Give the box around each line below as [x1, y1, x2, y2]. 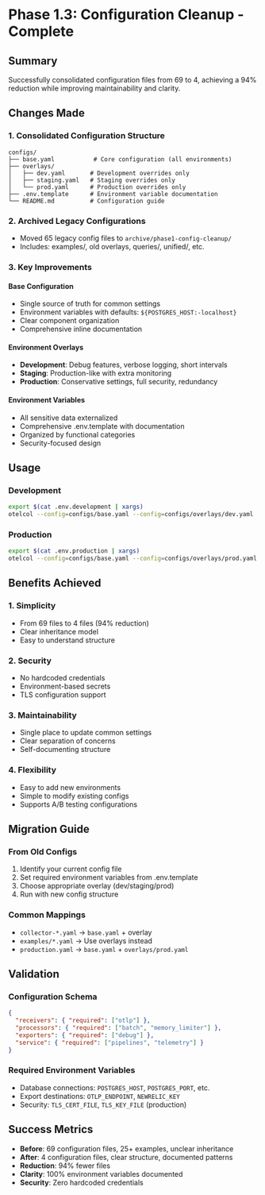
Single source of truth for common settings [19, 299, 161, 309]
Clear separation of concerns [19, 736, 117, 746]
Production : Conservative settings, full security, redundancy [19, 377, 218, 387]
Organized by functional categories [19, 430, 136, 439]
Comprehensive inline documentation [19, 324, 143, 334]
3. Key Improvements [8, 261, 93, 272]
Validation [8, 967, 60, 981]
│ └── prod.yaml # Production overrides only [8, 183, 186, 191]
